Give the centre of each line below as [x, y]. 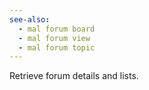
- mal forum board [57, 29]
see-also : [30, 19]
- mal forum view [54, 38]
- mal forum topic [57, 47]
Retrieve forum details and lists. [74, 76]
